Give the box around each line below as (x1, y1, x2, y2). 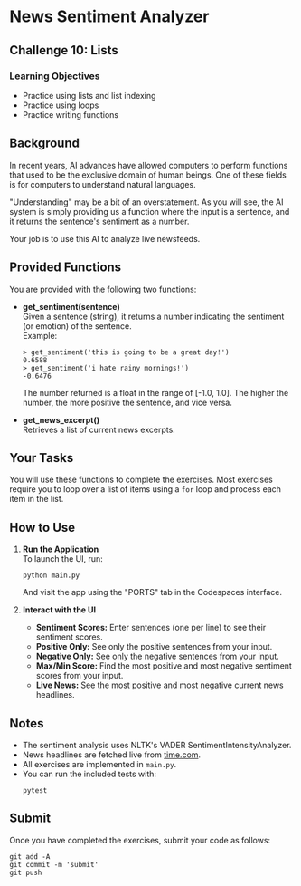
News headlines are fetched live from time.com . (22, 749, 202, 760)
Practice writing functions (22, 109, 119, 120)
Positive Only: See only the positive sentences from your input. (35, 641, 273, 652)
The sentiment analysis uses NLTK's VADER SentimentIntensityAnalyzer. (22, 739, 292, 750)
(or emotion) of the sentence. (22, 320, 133, 332)
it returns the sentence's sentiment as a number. (9, 216, 190, 226)
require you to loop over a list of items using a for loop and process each (9, 484, 282, 495)
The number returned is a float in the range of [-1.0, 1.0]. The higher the (22, 387, 289, 398)
